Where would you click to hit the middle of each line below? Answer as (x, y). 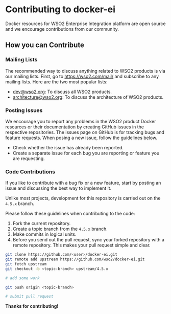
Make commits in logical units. (44, 234)
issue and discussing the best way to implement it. (58, 188)
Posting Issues (24, 110)
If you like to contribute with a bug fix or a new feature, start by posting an (83, 183)
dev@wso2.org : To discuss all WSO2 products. (62, 92)
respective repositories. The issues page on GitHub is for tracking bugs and (85, 132)
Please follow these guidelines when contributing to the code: (70, 214)
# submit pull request (29, 297)
